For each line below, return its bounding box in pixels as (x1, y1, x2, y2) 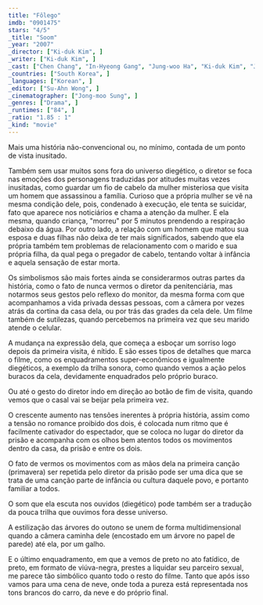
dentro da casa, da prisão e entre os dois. (8, 443, 142, 453)
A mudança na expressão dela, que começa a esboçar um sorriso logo (8, 338, 236, 348)
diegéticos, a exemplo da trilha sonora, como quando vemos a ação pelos (8, 363, 247, 373)
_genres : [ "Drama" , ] (8, 99, 79, 107)
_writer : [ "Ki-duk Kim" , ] (8, 56, 96, 64)
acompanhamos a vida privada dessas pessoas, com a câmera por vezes (8, 297, 245, 307)
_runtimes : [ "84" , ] (8, 107, 76, 115)
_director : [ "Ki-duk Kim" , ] (8, 48, 103, 56)
